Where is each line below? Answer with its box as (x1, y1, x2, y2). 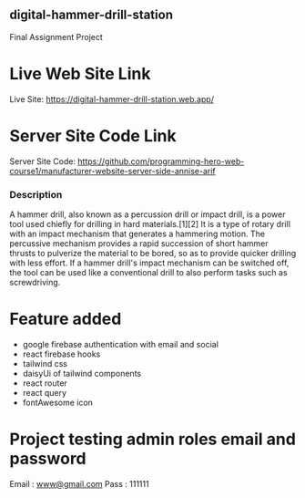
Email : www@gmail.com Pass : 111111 (9, 478, 149, 489)
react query (22, 387, 66, 398)
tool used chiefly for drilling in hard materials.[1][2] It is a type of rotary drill (9, 218, 291, 229)
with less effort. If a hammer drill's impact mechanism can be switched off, (9, 257, 290, 268)
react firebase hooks (22, 348, 101, 359)
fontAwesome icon (22, 397, 94, 408)
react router (22, 378, 68, 389)
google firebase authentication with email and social (22, 338, 219, 349)
